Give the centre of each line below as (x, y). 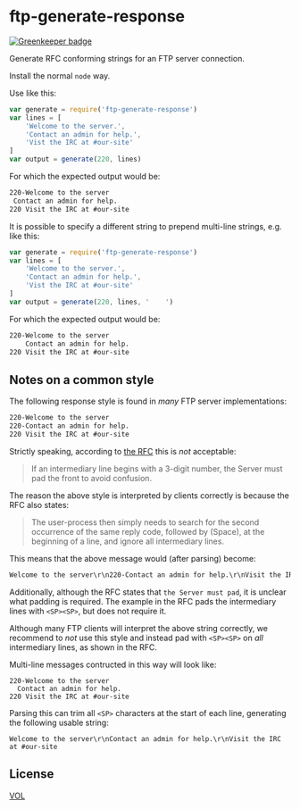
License (32, 774)
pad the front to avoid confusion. (92, 478)
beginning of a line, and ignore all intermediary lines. (128, 541)
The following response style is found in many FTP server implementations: (148, 401)
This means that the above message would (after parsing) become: (133, 558)
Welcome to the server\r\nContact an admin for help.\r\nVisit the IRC (145, 738)
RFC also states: (39, 505)
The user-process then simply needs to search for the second (145, 522)
